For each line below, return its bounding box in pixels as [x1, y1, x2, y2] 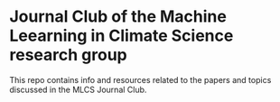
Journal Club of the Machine [9, 6, 228, 27]
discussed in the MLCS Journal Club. [9, 84, 147, 95]
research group [9, 45, 128, 65]
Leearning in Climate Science [9, 25, 234, 46]
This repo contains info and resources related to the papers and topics [9, 74, 272, 85]
